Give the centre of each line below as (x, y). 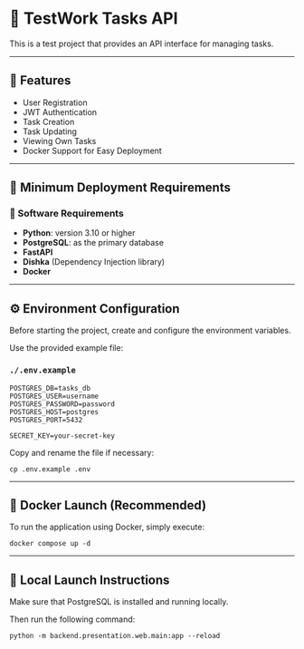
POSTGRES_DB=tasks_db (50, 388)
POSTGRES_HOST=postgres (54, 412)
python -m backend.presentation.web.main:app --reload (115, 636)
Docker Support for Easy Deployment (92, 150)
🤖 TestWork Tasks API (94, 19)
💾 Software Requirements (66, 214)
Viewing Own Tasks (59, 140)
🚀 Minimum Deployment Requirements (120, 188)
